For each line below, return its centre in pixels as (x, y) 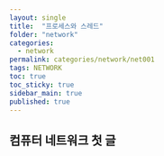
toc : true (28, 77)
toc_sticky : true (42, 85)
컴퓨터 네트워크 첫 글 (63, 140)
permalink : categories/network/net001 (82, 60)
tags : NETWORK (36, 69)
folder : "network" (44, 34)
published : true (40, 101)
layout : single (38, 18)
